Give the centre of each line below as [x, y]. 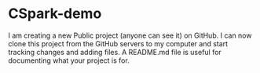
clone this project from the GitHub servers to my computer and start [118, 43]
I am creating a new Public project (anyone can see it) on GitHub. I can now [130, 35]
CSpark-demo [55, 14]
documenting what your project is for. [69, 60]
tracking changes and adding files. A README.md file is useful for [115, 52]
